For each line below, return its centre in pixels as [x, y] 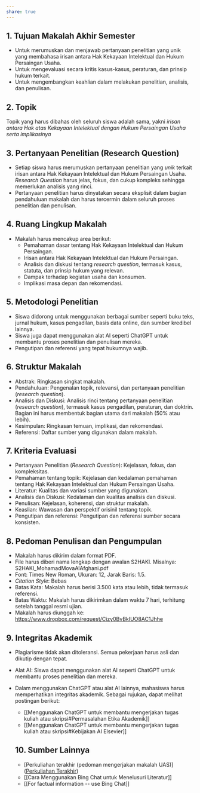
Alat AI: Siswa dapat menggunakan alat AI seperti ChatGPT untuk [95, 670]
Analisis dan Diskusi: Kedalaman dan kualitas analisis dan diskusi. [95, 497]
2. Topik [21, 107]
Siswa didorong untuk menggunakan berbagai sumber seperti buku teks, [104, 316]
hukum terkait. [33, 76]
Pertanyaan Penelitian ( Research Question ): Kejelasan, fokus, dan [95, 465]
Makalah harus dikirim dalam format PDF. [65, 556]
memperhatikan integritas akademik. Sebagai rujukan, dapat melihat [99, 694]
